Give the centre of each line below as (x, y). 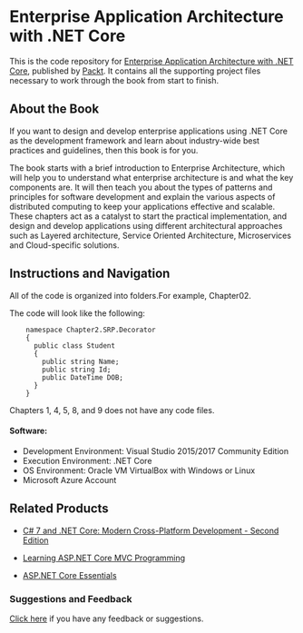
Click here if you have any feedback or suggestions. (107, 618)
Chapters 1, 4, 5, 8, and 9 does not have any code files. (112, 410)
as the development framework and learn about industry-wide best (135, 140)
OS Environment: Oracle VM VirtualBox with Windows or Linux (139, 470)
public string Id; (77, 370)
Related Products (59, 509)
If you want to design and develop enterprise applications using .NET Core (149, 131)
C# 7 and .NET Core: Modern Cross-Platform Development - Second (151, 530)
